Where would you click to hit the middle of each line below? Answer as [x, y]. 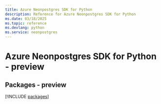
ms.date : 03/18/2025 [26, 19]
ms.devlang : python [25, 28]
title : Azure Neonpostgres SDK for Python [49, 10]
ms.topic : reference [26, 23]
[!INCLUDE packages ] [27, 96]
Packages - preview [36, 85]
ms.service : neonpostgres [31, 32]
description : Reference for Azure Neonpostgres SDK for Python [71, 14]
